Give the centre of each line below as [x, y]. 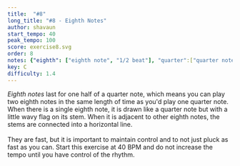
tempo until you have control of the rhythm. [71, 155]
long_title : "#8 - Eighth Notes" [57, 21]
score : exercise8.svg [40, 47]
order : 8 [20, 54]
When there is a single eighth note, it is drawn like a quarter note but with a [117, 109]
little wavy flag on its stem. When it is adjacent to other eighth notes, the [114, 116]
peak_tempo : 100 [31, 41]
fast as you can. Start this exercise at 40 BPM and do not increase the [110, 147]
